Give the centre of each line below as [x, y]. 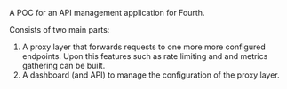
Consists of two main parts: [60, 30]
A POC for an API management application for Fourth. [107, 13]
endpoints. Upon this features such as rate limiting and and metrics [145, 56]
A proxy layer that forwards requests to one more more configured [143, 47]
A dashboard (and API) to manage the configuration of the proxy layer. [151, 75]
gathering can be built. [64, 66]
